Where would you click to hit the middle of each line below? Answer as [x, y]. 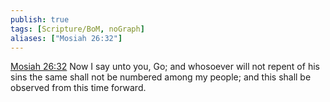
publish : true [40, 19]
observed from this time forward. [78, 88]
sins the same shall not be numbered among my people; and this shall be [161, 77]
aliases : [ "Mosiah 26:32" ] [66, 38]
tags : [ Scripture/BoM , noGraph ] [77, 29]
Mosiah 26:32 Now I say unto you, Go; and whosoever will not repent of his [165, 67]
